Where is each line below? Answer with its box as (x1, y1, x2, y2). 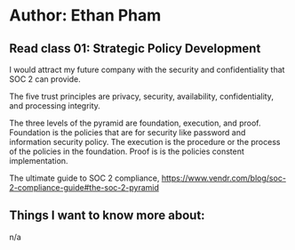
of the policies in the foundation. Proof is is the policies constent (9, 146, 244, 157)
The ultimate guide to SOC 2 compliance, (9, 173, 160, 183)
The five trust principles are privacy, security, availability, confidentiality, (9, 91, 274, 101)
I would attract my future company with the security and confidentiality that (9, 64, 285, 75)
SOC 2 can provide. (9, 74, 82, 85)
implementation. (9, 156, 68, 165)
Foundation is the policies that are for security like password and (9, 127, 246, 138)
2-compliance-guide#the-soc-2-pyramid (9, 182, 160, 192)
